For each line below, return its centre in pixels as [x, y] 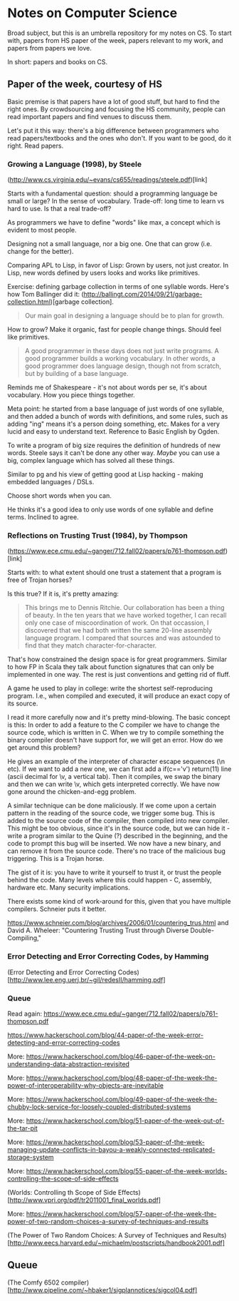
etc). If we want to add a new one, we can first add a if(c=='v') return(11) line [119, 769]
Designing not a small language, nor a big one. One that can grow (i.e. [110, 244]
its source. [23, 703]
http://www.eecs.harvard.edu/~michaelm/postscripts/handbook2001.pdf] [117, 1243]
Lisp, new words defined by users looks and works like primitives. [104, 273]
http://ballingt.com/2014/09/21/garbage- [143, 295]
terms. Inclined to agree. [43, 517]
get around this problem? [44, 748]
